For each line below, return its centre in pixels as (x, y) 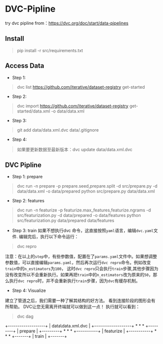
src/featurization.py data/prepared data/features (65, 221)
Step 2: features (28, 201)
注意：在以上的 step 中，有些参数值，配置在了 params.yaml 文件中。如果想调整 (81, 256)
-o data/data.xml (68, 111)
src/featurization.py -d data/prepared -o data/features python (79, 215)
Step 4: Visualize (29, 290)
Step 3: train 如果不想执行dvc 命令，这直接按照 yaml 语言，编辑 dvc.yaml (83, 230)
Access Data (25, 66)
